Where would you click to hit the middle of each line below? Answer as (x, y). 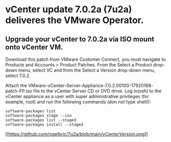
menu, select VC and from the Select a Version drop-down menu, (87, 70)
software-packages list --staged (41, 120)
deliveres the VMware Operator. (75, 20)
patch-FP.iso (19, 91)
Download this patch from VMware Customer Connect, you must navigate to (86, 59)
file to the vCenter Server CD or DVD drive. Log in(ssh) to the (97, 91)
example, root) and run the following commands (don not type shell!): (78, 102)
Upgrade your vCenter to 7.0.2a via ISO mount (80, 39)
